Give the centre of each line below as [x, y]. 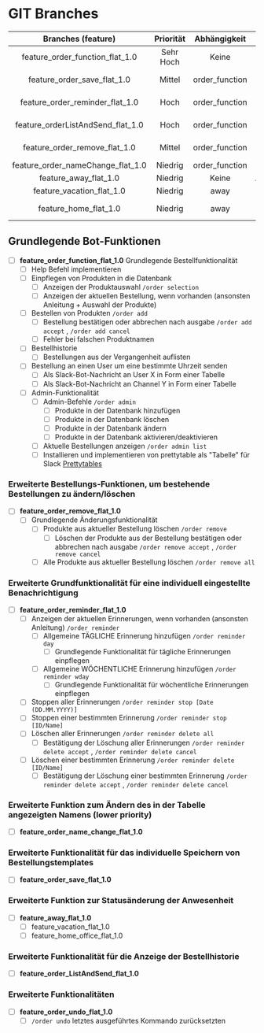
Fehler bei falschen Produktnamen [99, 339]
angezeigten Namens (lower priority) [80, 814]
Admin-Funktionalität [65, 392]
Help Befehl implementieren [76, 269]
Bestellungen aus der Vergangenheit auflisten [117, 357]
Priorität [170, 39]
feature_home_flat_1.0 [79, 208]
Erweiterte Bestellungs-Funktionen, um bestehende [109, 483]
